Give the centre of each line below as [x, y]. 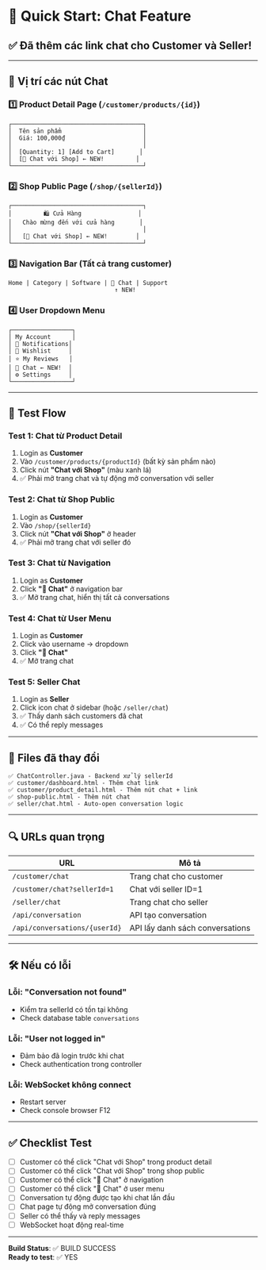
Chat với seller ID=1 [166, 890]
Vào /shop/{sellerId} [55, 525]
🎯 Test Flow [37, 413]
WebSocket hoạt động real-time [72, 1225]
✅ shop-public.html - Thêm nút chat [69, 797]
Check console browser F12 [65, 1110]
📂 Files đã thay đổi [54, 758]
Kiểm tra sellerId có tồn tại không [74, 1009]
